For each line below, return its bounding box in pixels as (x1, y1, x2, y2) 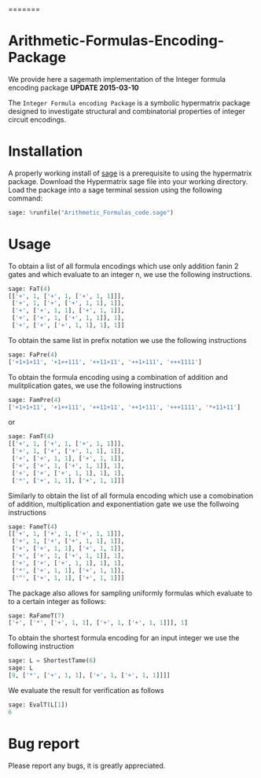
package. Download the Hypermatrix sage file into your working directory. (8, 176, 248, 186)
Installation (8, 142, 83, 160)
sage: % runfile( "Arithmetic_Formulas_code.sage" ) (8, 208, 175, 216)
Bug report (8, 735, 80, 752)
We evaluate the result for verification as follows (8, 685, 164, 695)
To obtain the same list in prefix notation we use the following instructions (8, 335, 247, 345)
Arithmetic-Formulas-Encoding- (8, 32, 224, 50)
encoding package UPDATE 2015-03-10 (8, 83, 139, 92)
